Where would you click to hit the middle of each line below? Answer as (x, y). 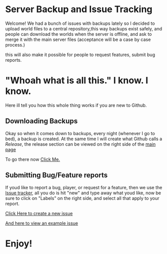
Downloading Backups (41, 121)
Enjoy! (19, 243)
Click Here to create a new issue (39, 213)
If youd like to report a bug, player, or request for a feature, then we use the (84, 187)
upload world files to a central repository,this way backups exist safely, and (84, 28)
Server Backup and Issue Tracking (79, 9)
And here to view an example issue (42, 223)
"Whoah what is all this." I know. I (77, 81)
